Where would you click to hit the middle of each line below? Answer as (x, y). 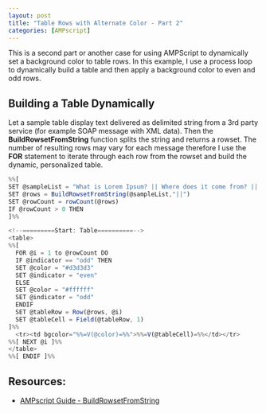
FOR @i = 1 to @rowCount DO (62, 253)
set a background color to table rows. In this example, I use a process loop (130, 61)
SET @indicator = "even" (57, 275)
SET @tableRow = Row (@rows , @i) (69, 312)
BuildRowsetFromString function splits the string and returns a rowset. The (133, 139)
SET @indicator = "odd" (55, 298)
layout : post (30, 16)
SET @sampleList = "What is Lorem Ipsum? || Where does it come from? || (133, 187)
